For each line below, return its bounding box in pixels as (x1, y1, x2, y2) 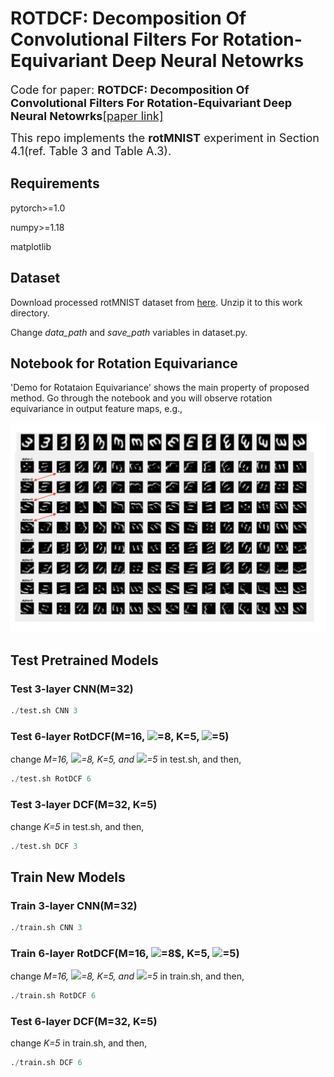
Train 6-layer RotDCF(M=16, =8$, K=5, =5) (10, 946, 240, 960)
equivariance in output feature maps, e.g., (10, 403, 183, 415)
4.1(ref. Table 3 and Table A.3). (10, 143, 172, 158)
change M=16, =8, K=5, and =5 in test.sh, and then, (10, 753, 242, 766)
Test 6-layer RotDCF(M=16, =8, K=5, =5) (10, 730, 230, 744)
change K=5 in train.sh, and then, (10, 1037, 148, 1049)
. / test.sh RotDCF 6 (10, 774, 92, 784)
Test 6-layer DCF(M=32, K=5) (10, 1015, 158, 1029)
